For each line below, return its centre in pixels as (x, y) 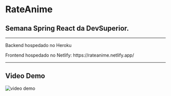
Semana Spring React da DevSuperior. (67, 28)
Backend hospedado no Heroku (39, 45)
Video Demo (25, 76)
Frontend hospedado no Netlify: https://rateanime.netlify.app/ (70, 55)
